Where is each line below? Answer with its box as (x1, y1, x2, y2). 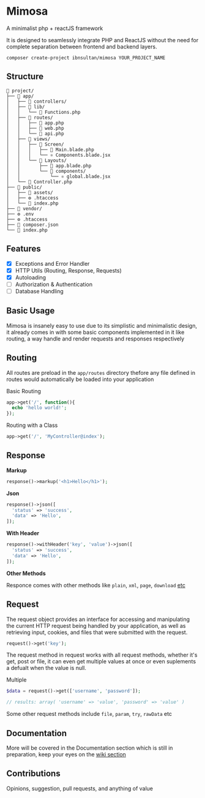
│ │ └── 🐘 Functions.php (6, 109, 81, 115)
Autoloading (15, 274, 47, 281)
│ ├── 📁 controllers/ (6, 98, 67, 105)
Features (6, 244, 41, 254)
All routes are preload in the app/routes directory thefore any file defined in (6, 369, 196, 376)
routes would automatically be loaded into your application (6, 375, 154, 383)
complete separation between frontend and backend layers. (6, 43, 157, 50)
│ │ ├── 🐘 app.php (6, 119, 64, 126)
